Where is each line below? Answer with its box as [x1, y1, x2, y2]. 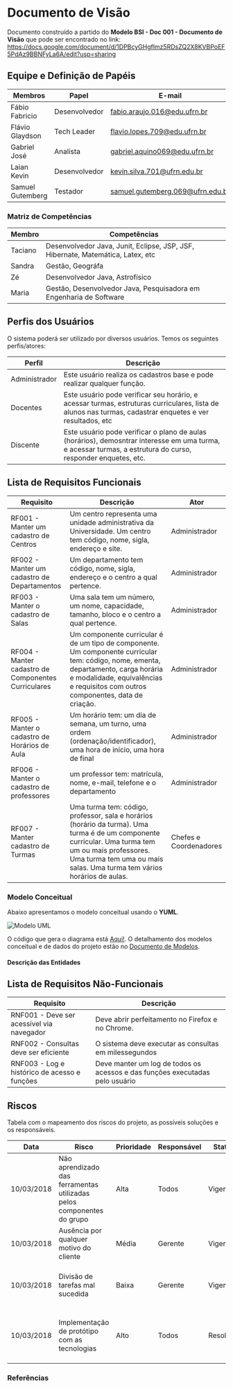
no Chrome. [95, 1023, 134, 1033]
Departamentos [10, 581, 62, 590]
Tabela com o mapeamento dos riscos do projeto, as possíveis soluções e [7, 1118, 218, 1126]
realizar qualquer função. [63, 378, 146, 388]
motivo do [58, 1243, 92, 1253]
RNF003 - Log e [10, 1059, 64, 1069]
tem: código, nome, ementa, [69, 656, 161, 665]
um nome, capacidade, [69, 601, 144, 610]
